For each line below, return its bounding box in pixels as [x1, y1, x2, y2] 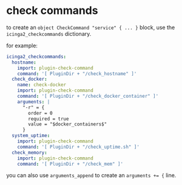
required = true [28, 116, 69, 122]
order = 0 [28, 110, 53, 116]
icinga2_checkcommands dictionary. [6, 30, 92, 37]
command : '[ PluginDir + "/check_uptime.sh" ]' [17, 144, 140, 150]
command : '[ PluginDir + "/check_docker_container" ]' [17, 93, 159, 99]
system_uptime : [12, 133, 50, 139]
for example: [6, 42, 38, 49]
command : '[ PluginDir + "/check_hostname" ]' [17, 70, 137, 76]
